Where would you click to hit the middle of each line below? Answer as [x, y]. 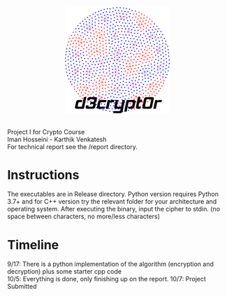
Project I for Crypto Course [46, 132]
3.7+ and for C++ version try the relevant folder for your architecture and [112, 202]
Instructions [43, 175]
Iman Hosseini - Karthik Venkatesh [57, 139]
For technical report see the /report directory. [72, 146]
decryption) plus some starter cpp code [65, 272]
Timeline [33, 245]
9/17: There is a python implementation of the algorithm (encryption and [111, 264]
